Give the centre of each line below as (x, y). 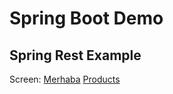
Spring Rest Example (75, 55)
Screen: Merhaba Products (65, 79)
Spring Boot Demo (86, 18)
